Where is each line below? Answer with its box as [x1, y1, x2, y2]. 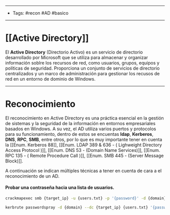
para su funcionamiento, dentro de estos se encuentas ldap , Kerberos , [5, 131, 153, 137]
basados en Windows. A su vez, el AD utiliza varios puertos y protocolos [5, 126, 156, 132]
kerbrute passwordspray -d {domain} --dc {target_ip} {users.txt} [5, 205, 148, 210]
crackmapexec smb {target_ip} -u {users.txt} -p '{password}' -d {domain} [5, 196, 166, 201]
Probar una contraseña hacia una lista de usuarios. [5, 185, 115, 191]
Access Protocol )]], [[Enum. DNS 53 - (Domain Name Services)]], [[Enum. [5, 147, 160, 153]
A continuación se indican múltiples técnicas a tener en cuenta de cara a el [5, 168, 162, 174]
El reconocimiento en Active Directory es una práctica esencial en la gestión [5, 115, 164, 121]
